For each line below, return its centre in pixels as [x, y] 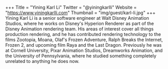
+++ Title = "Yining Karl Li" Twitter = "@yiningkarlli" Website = [71, 7]
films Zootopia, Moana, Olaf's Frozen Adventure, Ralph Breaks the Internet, [84, 40]
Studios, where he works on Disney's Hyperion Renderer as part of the [80, 23]
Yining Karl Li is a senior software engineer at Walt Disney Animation [77, 18]
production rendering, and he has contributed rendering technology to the [83, 34]
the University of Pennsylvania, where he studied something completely [81, 56]
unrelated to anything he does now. [42, 61]
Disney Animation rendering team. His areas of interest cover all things [80, 29]
